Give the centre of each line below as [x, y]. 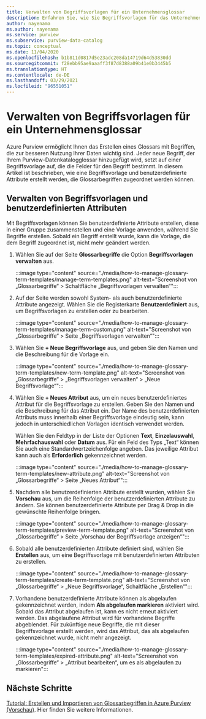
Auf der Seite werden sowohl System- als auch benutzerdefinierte [99, 298]
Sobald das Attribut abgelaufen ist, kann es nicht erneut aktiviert [97, 611]
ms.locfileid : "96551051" [39, 87]
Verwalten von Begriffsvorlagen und [77, 199]
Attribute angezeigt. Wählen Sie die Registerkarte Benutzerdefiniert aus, [107, 304]
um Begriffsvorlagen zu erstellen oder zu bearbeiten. [82, 311]
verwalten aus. [34, 261]
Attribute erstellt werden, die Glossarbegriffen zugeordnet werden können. [101, 179]
